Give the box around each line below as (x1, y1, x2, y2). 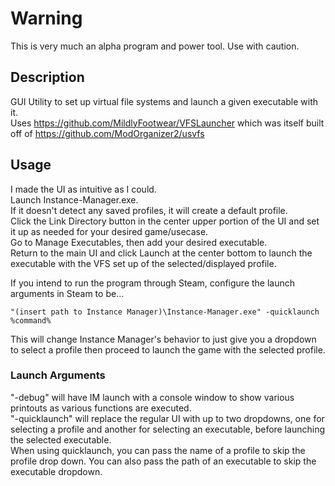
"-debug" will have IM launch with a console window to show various (10, 391, 295, 403)
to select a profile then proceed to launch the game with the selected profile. (10, 343, 326, 356)
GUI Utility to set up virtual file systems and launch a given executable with (10, 95, 319, 107)
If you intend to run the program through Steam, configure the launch (10, 277, 296, 289)
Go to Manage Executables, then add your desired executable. (10, 236, 268, 248)
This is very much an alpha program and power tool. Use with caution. (10, 40, 300, 52)
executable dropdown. (10, 465, 103, 477)
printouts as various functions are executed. (10, 402, 192, 414)
